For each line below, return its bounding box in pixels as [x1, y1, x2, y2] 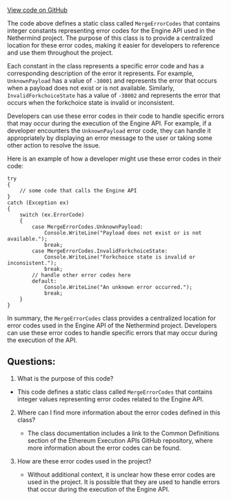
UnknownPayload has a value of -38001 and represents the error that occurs [7, 77, 217, 85]
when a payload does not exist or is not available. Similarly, [7, 84, 175, 92]
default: [32, 278, 57, 285]
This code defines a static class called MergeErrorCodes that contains [17, 388, 212, 396]
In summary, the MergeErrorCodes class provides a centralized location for [7, 314, 216, 322]
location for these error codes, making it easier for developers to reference [7, 41, 220, 49]
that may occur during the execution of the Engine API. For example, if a [7, 119, 212, 127]
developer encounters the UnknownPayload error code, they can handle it [7, 127, 212, 134]
